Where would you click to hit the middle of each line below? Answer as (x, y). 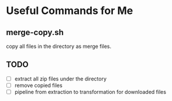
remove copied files (38, 85)
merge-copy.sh (35, 32)
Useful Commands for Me (70, 11)
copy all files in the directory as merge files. (59, 46)
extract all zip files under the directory (61, 79)
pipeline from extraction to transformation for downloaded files (90, 92)
